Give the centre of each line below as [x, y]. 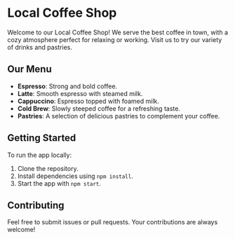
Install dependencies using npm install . [75, 176]
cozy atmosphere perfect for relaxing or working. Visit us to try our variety [115, 39]
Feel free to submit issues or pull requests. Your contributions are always [113, 222]
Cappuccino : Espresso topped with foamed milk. [88, 101]
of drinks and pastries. [40, 47]
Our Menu [30, 69]
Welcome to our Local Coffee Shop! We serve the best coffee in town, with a [118, 32]
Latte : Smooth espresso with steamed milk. [80, 93]
